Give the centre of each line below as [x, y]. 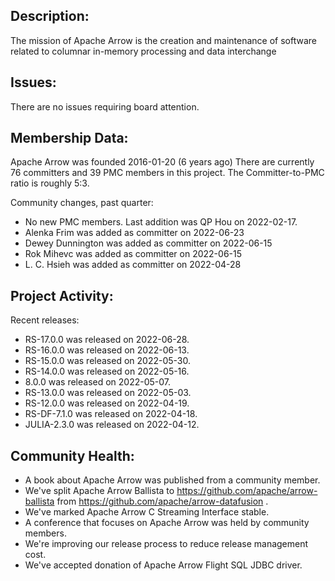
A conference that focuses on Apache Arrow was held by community [167, 523]
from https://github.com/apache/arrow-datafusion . [162, 501]
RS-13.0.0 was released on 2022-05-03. [108, 393]
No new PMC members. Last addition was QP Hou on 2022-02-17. [161, 222]
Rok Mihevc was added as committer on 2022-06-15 [133, 254]
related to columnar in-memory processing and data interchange [143, 51]
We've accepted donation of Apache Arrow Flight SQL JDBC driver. [163, 565]
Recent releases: [45, 320]
